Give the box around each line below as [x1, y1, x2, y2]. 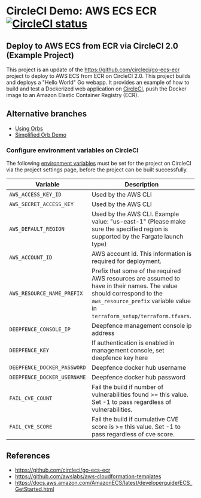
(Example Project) [6, 50, 75, 61]
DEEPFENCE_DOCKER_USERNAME [9, 374, 86, 381]
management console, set [92, 346, 165, 355]
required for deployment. [92, 257, 162, 265]
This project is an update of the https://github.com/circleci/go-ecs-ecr [6, 66, 180, 73]
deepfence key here [92, 354, 148, 362]
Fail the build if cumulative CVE [92, 415, 179, 424]
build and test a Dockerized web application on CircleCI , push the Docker [6, 85, 187, 92]
